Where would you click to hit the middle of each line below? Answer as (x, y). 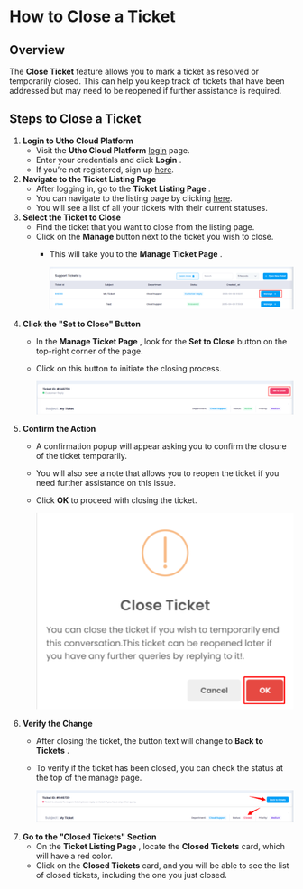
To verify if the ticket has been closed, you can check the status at (160, 768)
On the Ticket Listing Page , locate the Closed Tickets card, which (161, 846)
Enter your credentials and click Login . (109, 160)
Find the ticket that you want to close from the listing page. (145, 226)
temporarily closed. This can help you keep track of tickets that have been (147, 81)
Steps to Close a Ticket (75, 119)
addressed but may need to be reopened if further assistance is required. (146, 91)
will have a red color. (74, 856)
